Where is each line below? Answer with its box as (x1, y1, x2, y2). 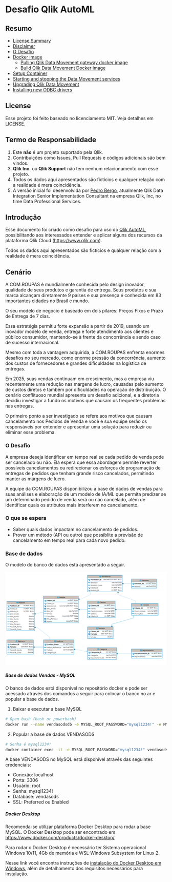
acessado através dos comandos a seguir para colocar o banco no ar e (5, 690, 156, 696)
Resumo (5, 24, 32, 33)
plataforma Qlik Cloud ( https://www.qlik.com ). (5, 238, 102, 244)
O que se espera (5, 515, 47, 522)
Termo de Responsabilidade (5, 135, 96, 144)
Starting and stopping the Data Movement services (12, 76, 120, 82)
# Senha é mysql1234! (5, 741, 52, 747)
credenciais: (5, 762, 32, 768)
